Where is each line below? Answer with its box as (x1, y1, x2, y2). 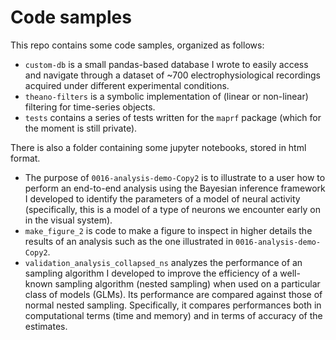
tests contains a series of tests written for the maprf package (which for (24, 111, 322, 123)
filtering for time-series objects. (24, 101, 156, 113)
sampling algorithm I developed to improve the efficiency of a (24, 267, 278, 279)
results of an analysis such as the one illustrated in (24, 235, 234, 247)
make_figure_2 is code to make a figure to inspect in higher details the (24, 224, 313, 236)
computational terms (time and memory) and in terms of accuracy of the (24, 309, 323, 321)
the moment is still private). (24, 122, 138, 134)
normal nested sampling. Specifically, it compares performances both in (24, 299, 322, 311)
